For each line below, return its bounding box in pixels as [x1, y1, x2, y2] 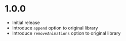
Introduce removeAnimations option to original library [12, 30, 121, 36]
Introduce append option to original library [12, 24, 98, 30]
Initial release [12, 19, 40, 25]
